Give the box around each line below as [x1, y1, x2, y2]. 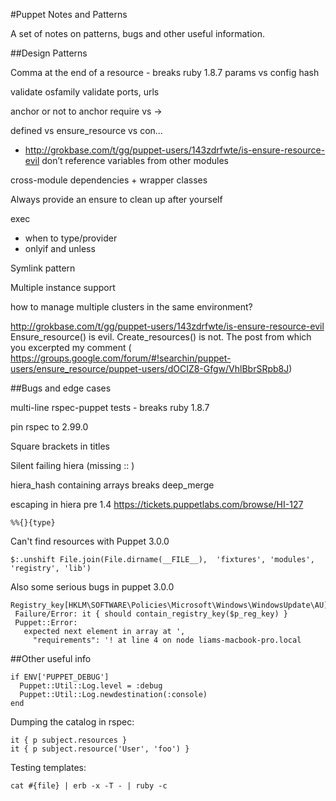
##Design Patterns [10, 47, 88, 59]
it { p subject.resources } [10, 735, 128, 745]
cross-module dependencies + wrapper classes [10, 174, 208, 186]
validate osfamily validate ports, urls [10, 86, 160, 98]
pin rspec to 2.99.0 [10, 421, 89, 433]
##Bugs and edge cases [10, 382, 112, 394]
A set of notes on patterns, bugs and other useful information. [10, 28, 266, 39]
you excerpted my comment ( [10, 342, 132, 353]
